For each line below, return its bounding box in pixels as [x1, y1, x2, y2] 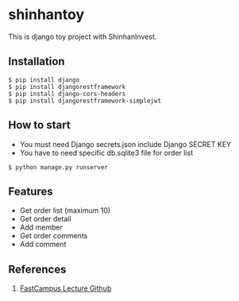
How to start [8, 118, 71, 132]
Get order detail [19, 214, 71, 224]
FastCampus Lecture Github [19, 284, 112, 293]
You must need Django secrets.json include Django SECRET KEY [19, 139, 232, 149]
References [8, 262, 67, 276]
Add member [19, 222, 64, 232]
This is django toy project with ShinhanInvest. [8, 32, 157, 41]
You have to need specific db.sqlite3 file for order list [19, 148, 194, 157]
